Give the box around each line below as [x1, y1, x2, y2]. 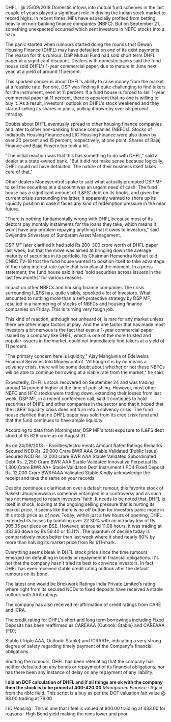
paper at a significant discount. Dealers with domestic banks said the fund [5, 58, 161, 63]
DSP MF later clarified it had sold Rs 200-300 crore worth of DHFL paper [5, 242, 158, 248]
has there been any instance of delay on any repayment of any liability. [5, 669, 154, 675]
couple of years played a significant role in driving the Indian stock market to [5, 10, 166, 16]
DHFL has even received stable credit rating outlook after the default [5, 566, 149, 571]
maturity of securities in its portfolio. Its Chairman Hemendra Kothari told [5, 253, 158, 259]
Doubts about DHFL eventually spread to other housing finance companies [5, 121, 162, 127]
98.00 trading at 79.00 [5, 695, 52, 702]
